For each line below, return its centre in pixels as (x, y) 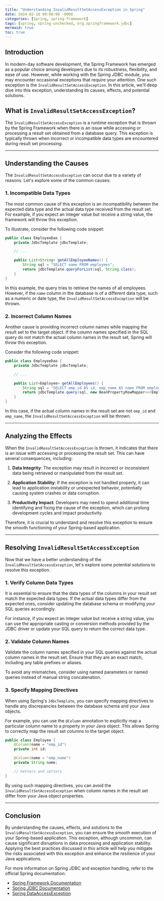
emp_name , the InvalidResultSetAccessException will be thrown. (68, 416)
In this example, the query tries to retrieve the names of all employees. (76, 288)
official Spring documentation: (35, 874)
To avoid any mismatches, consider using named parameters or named (76, 672)
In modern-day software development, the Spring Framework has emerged (81, 64)
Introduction (24, 52)
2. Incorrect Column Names (38, 316)
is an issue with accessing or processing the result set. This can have (75, 453)
